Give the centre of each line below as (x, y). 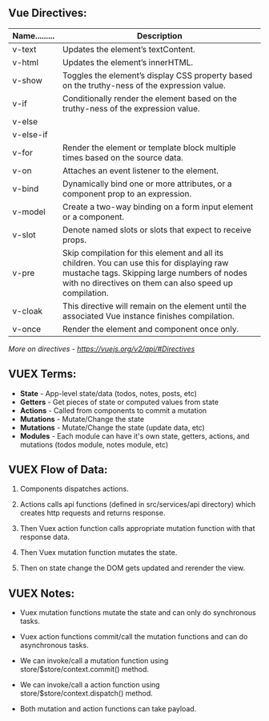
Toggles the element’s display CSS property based (158, 75)
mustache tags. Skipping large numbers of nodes (155, 273)
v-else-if (30, 134)
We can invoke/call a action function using (90, 685)
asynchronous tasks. (54, 646)
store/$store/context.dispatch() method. (86, 694)
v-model (29, 212)
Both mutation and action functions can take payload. (108, 709)
